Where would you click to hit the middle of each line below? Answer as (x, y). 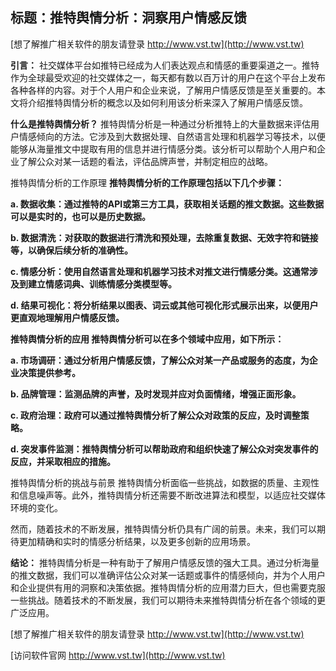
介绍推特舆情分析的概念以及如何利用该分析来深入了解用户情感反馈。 (167, 102)
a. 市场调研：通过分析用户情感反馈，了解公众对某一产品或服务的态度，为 (160, 360)
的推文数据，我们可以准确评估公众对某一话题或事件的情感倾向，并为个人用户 (168, 575)
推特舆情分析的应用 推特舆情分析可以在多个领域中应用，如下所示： (147, 339)
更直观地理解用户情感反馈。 (67, 317)
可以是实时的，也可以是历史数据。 (80, 216)
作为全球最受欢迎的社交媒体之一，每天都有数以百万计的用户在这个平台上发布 (168, 77)
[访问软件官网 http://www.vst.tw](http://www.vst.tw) (118, 655)
